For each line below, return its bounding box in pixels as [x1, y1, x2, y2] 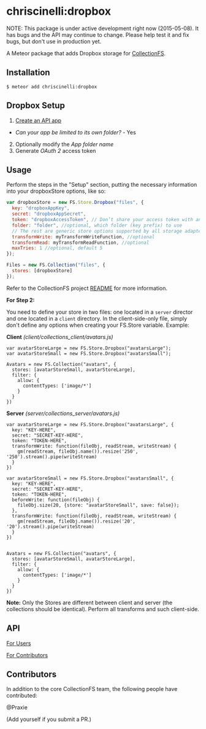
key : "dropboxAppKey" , [12, 205, 70, 211]
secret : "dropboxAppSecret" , [12, 211, 86, 217]
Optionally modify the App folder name [15, 140, 114, 148]
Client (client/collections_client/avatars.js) [6, 333, 113, 340]
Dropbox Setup [6, 100, 66, 111]
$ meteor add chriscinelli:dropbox [6, 84, 97, 90]
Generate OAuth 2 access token [15, 147, 96, 154]
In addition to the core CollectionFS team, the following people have [6, 685, 178, 693]
